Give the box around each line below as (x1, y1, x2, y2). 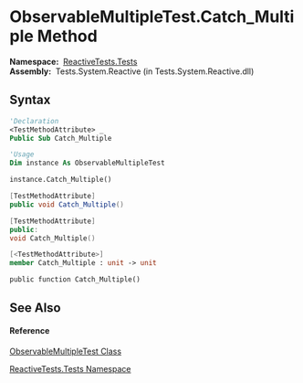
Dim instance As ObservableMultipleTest (9, 158, 166, 168)
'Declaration (9, 116, 59, 125)
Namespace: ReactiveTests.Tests (9, 56, 138, 67)
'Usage (9, 150, 35, 159)
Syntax (9, 92, 51, 108)
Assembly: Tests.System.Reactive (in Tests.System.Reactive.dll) (9, 66, 255, 77)
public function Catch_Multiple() (9, 275, 141, 284)
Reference (9, 325, 50, 336)
